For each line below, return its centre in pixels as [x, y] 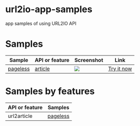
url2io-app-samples [49, 9]
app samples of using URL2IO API [41, 23]
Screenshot [89, 60]
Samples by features [50, 91]
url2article [20, 116]
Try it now [120, 69]
